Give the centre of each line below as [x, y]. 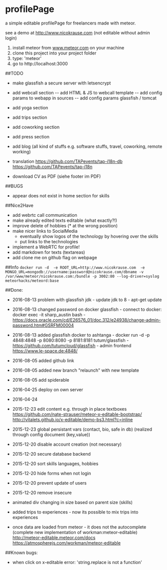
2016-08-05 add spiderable [41, 380]
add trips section [30, 117]
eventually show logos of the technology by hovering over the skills [89, 236]
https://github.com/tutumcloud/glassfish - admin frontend [72, 345]
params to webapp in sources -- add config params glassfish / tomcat [84, 98]
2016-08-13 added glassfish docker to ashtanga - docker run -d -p [81, 335]
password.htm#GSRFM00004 [43, 325]
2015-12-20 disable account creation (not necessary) [67, 444]
